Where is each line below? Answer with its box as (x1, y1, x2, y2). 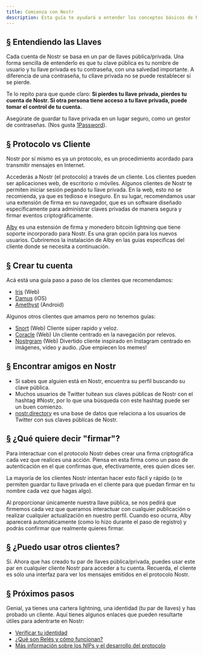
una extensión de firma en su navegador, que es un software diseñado (6, 199, 182, 206)
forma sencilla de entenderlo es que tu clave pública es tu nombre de (6, 59, 179, 67)
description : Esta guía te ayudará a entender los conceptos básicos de (6, 15, 193, 21)
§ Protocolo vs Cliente (6, 139, 91, 149)
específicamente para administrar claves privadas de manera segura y (6, 205, 182, 212)
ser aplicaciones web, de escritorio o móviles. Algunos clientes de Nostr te (6, 180, 192, 187)
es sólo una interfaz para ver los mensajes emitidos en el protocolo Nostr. (6, 571, 190, 578)
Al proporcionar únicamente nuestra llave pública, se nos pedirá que (6, 499, 176, 506)
